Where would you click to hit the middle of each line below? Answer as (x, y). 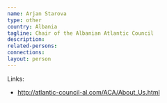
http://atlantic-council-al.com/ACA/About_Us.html (88, 92)
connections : (26, 53)
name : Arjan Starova (37, 14)
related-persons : (32, 46)
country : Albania (32, 26)
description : (26, 40)
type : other (24, 20)
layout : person (29, 59)
